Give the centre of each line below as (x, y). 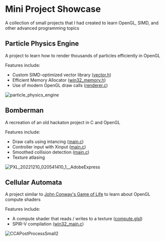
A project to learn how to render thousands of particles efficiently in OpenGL (83, 55)
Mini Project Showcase (53, 9)
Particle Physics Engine (42, 44)
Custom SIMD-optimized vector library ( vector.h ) (62, 75)
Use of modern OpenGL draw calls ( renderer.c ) (60, 85)
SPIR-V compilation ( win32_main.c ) (48, 224)
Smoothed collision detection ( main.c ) (51, 152)
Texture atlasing (29, 157)
